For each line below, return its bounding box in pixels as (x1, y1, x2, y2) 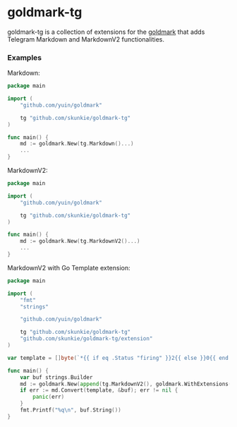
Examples (7, 52, 42, 62)
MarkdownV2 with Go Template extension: (7, 263, 130, 272)
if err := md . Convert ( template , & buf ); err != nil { (20, 387, 178, 394)
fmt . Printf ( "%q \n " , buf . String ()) (20, 407, 121, 414)
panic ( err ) (32, 393, 65, 401)
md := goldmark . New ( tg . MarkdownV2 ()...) (20, 238, 140, 245)
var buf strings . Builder (20, 373, 93, 381)
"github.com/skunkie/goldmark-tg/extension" (20, 335, 153, 342)
